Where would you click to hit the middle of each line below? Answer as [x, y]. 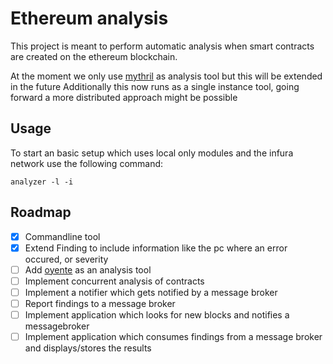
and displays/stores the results [88, 348]
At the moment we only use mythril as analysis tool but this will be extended [166, 76]
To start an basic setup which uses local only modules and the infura [152, 153]
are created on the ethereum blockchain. [94, 56]
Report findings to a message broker [100, 303]
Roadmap [41, 212]
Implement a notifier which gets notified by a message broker [151, 292]
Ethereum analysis [89, 18]
